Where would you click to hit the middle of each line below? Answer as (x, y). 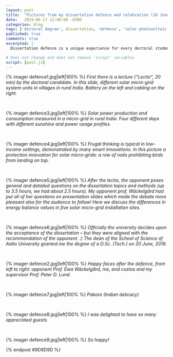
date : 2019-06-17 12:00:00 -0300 (44, 20)
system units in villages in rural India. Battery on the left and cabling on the (85, 88)
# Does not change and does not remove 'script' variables (70, 58)
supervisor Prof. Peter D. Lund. (39, 275)
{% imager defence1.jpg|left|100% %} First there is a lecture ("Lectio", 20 (83, 77)
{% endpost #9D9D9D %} (33, 350)
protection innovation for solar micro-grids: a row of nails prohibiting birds (84, 155)
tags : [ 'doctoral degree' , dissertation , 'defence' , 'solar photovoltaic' (88, 29)
